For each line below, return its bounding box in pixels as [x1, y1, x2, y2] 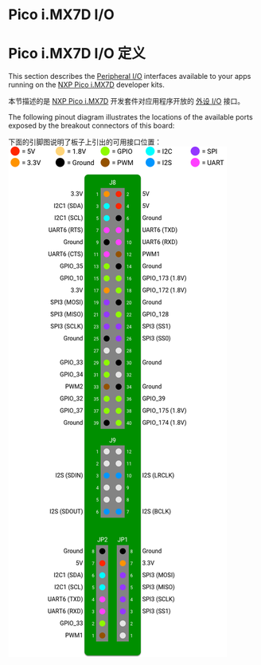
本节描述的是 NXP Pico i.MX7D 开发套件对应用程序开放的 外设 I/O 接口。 [8, 96, 245, 106]
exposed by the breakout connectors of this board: [8, 121, 175, 131]
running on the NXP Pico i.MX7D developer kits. [8, 80, 165, 89]
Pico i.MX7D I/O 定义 [8, 45, 146, 63]
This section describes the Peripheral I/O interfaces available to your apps [8, 72, 251, 81]
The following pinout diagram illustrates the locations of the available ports [8, 112, 253, 122]
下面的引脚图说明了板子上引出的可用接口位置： [8, 137, 162, 147]
